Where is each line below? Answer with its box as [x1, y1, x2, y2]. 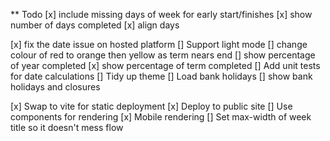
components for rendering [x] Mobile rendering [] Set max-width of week [10, 111, 312, 123]
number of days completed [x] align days [10, 19, 180, 31]
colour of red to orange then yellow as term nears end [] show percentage [10, 49, 316, 61]
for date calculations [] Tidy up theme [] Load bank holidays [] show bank [10, 70, 313, 82]
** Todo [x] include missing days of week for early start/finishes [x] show [10, 9, 313, 20]
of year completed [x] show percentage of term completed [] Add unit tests [10, 60, 321, 71]
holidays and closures [10, 81, 101, 93]
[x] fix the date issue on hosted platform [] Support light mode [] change [10, 39, 308, 50]
